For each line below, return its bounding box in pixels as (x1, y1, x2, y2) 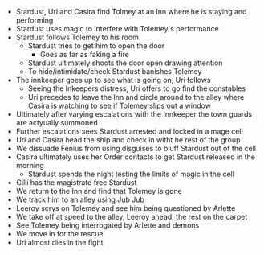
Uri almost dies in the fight (15, 237, 104, 247)
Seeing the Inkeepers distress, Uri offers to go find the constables (27, 84, 246, 93)
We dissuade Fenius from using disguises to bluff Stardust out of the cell (15, 144, 257, 153)
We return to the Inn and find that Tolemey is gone (15, 187, 182, 195)
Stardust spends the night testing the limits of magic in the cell (27, 169, 235, 179)
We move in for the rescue (15, 229, 104, 238)
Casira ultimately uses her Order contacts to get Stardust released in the (15, 152, 255, 162)
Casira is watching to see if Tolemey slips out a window (27, 101, 211, 110)
